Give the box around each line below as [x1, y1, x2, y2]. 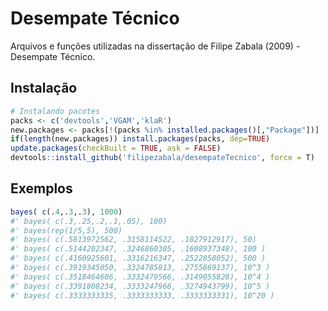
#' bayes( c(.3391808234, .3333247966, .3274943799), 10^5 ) [10, 281, 271, 291]
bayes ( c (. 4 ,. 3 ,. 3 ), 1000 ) [10, 207, 123, 217]
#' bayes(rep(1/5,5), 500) [10, 225, 123, 236]
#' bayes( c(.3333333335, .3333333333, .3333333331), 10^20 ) [10, 290, 275, 301]
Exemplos [10, 180, 73, 197]
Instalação [10, 80, 78, 97]
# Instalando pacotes [10, 106, 101, 116]
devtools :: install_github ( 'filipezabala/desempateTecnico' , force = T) [10, 153, 315, 163]
